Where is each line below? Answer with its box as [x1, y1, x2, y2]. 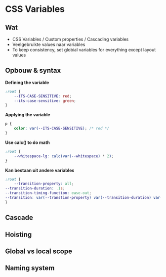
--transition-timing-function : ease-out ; [5, 190, 92, 196]
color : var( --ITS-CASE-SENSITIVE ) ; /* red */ [14, 126, 110, 131]
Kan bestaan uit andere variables [5, 167, 75, 173]
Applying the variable [5, 112, 50, 118]
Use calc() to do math [5, 139, 50, 145]
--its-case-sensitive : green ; [14, 98, 77, 103]
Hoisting [5, 230, 32, 238]
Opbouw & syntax [5, 66, 61, 75]
